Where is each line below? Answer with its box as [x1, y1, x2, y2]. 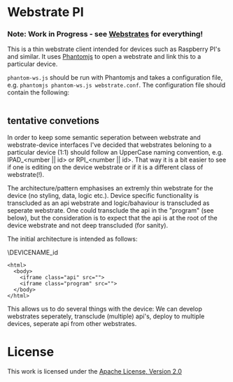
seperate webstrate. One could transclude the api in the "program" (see [7, 206, 215, 215]
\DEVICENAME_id [7, 248, 58, 257]
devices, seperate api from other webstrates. [7, 320, 137, 328]
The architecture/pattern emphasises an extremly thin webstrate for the [7, 184, 213, 192]
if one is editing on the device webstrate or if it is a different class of [7, 163, 204, 171]
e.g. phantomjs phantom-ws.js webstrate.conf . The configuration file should [7, 81, 226, 90]
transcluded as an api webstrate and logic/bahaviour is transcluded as [7, 199, 210, 207]
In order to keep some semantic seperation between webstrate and [7, 134, 201, 142]
